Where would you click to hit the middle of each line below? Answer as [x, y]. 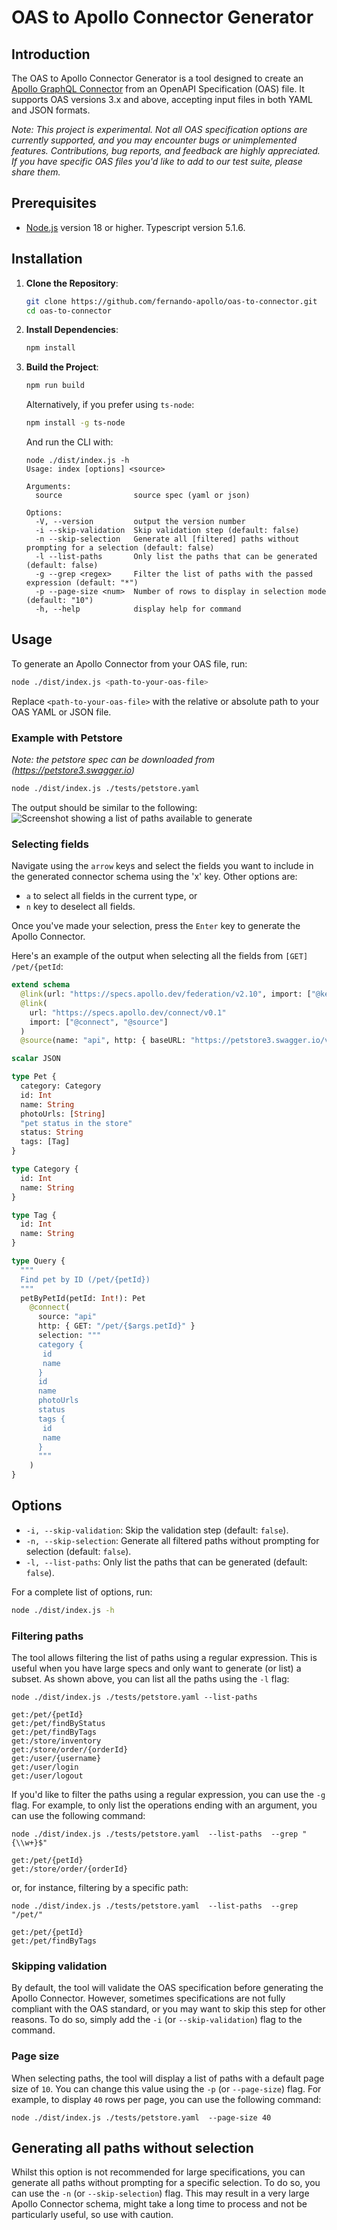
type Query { [38, 1261]
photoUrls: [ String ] [63, 1114]
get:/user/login [45, 1767]
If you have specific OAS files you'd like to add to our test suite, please [157, 161]
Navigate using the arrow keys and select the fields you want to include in [162, 866]
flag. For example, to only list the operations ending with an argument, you [164, 1805]
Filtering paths [47, 1636]
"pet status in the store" [76, 1123]
